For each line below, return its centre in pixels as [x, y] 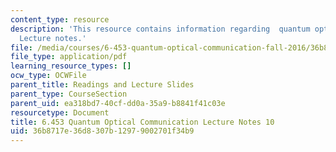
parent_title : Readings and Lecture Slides [102, 85]
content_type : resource [60, 19]
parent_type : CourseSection [69, 94]
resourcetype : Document [60, 112]
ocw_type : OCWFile [48, 76]
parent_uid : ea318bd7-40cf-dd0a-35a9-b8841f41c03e [118, 103]
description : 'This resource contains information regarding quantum [160, 29]
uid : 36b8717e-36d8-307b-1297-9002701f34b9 [102, 131]
